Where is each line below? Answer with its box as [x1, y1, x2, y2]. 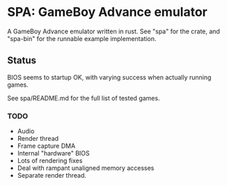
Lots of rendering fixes [17, 157, 83, 165]
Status [7, 55, 37, 67]
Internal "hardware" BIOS [17, 149, 91, 158]
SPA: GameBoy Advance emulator [7, 4, 208, 20]
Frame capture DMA [17, 142, 76, 150]
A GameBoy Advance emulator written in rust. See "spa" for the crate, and [7, 27, 221, 35]
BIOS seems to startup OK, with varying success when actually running [7, 73, 212, 81]
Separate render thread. [17, 171, 87, 180]
